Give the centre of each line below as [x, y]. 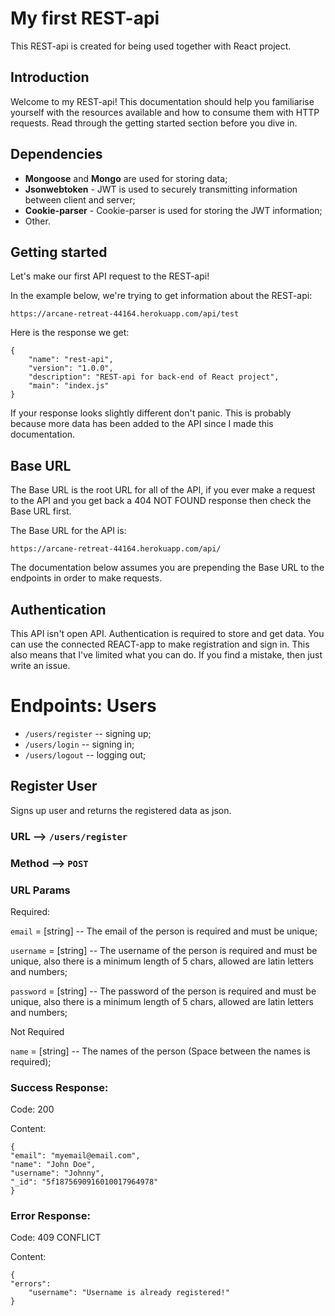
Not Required [37, 1031]
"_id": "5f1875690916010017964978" [84, 1182]
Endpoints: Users [83, 706]
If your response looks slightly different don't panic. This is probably [151, 413]
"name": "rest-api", [71, 360]
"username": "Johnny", [57, 1173]
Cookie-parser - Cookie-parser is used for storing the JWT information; [173, 210]
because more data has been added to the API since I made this [142, 424]
